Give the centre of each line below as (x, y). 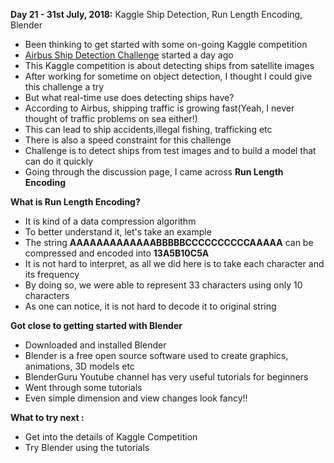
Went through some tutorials (83, 387)
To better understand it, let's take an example (118, 232)
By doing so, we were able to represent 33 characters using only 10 (163, 285)
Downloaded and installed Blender (95, 345)
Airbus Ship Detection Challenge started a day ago (129, 55)
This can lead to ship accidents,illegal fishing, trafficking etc (148, 129)
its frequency (52, 274)
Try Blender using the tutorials (87, 447)
